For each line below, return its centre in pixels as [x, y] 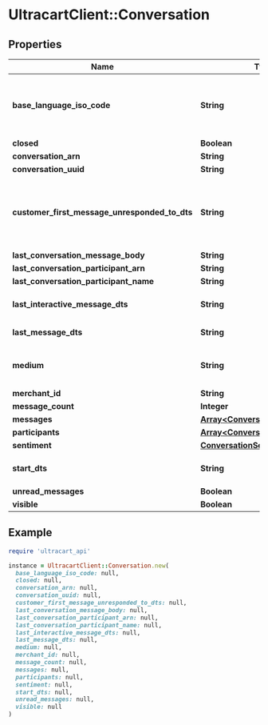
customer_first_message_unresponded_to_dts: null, [101, 603]
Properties [35, 44]
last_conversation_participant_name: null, [89, 625]
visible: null [39, 707]
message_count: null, [51, 663]
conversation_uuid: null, [59, 595]
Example [30, 533]
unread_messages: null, [55, 699]
